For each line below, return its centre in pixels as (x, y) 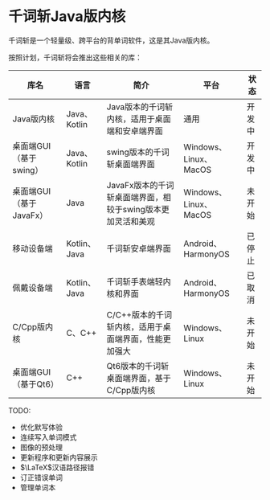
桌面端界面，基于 (139, 378)
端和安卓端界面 (135, 131)
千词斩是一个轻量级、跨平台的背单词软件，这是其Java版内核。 (111, 40)
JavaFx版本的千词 (140, 185)
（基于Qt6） (35, 384)
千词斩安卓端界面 (139, 248)
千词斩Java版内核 (67, 16)
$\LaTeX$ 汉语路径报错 (57, 467)
